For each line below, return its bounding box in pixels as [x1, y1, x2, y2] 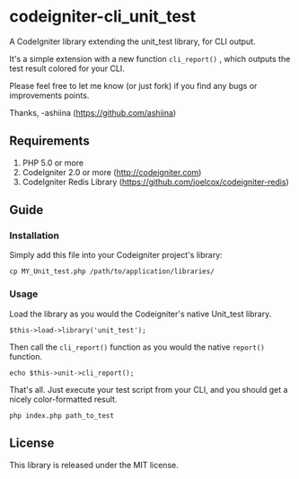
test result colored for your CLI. [9, 63, 126, 74]
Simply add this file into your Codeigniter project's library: [9, 250, 223, 261]
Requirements [9, 133, 90, 149]
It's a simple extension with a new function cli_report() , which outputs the [9, 53, 291, 64]
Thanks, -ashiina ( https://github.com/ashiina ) [9, 107, 177, 118]
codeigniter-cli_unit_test [9, 6, 197, 27]
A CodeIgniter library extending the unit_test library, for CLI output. [9, 36, 256, 47]
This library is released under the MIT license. [9, 459, 179, 470]
